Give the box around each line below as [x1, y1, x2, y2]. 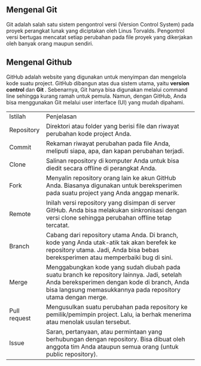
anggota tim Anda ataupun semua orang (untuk [45, 342, 179, 350]
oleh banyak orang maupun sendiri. [6, 40, 94, 47]
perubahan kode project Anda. [45, 129, 132, 137]
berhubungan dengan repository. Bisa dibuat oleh [45, 335, 185, 343]
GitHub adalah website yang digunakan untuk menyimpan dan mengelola [6, 73, 187, 80]
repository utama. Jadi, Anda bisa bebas [45, 245, 160, 254]
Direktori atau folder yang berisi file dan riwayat [45, 122, 179, 130]
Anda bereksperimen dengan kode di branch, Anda [45, 278, 190, 286]
